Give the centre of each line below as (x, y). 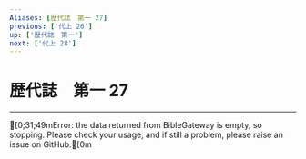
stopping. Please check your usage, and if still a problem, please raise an (147, 135)
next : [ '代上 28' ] (43, 43)
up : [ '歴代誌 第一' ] (46, 35)
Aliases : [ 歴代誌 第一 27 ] (58, 18)
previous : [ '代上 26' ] (51, 26)
